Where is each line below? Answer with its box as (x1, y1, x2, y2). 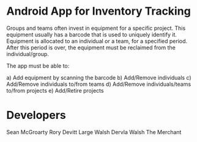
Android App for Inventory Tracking (6, 4, 191, 18)
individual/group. (6, 50, 49, 57)
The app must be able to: (6, 62, 70, 69)
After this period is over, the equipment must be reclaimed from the (6, 44, 176, 51)
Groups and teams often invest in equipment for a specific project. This (6, 24, 186, 32)
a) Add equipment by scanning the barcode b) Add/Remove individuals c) (6, 74, 191, 81)
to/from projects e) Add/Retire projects (6, 87, 104, 94)
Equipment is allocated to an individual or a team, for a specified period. (6, 37, 188, 44)
